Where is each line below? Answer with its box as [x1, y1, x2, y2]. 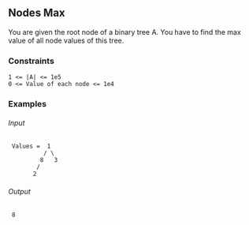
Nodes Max [8, 6, 65, 20]
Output [8, 186, 32, 196]
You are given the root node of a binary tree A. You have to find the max [8, 27, 242, 36]
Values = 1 [11, 142, 51, 151]
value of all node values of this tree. [8, 36, 124, 45]
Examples [8, 99, 47, 110]
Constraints [8, 55, 55, 66]
